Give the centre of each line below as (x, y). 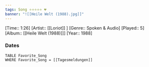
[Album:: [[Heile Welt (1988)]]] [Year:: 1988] (49, 33)
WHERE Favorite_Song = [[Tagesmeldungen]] (49, 60)
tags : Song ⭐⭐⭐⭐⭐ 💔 (26, 9)
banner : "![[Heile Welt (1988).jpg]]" (44, 14)
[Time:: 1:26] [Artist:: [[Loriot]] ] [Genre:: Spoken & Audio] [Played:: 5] (75, 28)
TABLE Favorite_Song (26, 56)
